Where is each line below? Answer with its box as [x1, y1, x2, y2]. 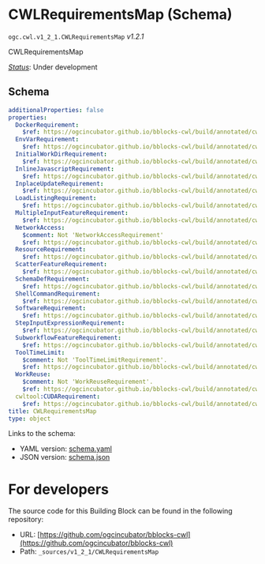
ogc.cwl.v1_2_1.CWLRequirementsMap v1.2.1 [8, 32, 144, 41]
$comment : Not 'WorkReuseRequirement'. [22, 378, 154, 386]
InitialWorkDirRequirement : [15, 150, 108, 158]
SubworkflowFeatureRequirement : [15, 333, 122, 341]
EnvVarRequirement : [15, 136, 80, 144]
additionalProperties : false [8, 106, 104, 114]
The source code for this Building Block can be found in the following [8, 506, 233, 516]
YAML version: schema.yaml [19, 444, 113, 453]
